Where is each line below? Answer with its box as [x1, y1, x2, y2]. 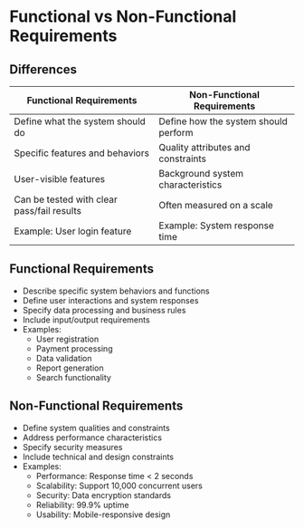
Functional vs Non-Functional [9, 6, 237, 27]
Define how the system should [158, 115, 288, 128]
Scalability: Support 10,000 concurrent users [35, 480, 204, 491]
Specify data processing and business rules [22, 304, 186, 315]
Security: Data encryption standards [35, 489, 172, 500]
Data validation [35, 352, 92, 363]
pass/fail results [14, 205, 81, 216]
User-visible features [14, 173, 106, 185]
